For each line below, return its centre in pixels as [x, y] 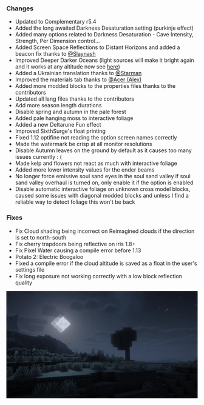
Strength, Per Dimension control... [57, 41]
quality [24, 283]
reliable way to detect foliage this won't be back [75, 202]
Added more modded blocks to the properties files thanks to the [95, 86]
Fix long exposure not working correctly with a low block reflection [98, 276]
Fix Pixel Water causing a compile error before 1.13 [78, 250]
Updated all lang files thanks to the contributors [75, 99]
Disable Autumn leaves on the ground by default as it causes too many [104, 150]
